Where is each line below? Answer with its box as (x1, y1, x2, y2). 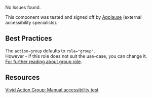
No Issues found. (5, 5, 41, 10)
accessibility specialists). (5, 20, 58, 25)
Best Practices (5, 34, 52, 43)
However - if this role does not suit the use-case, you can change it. (5, 53, 147, 59)
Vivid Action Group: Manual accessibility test (5, 86, 99, 93)
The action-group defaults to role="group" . (5, 48, 95, 54)
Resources (5, 73, 40, 82)
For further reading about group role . (5, 58, 82, 64)
